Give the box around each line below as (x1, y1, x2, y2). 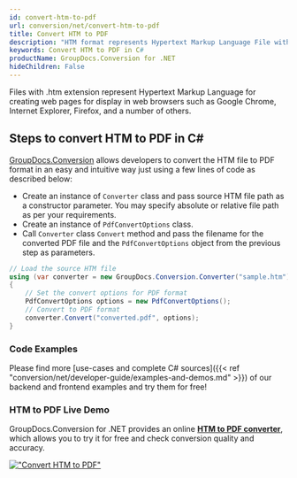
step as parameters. (21, 247, 95, 258)
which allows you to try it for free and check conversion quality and (9, 433, 255, 443)
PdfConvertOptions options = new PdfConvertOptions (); (25, 297, 232, 306)
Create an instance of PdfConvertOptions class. (21, 219, 194, 229)
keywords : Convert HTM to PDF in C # (9, 46, 144, 55)
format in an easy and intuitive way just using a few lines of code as (9, 164, 256, 174)
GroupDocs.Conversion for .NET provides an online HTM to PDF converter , (9, 424, 284, 435)
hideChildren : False (9, 63, 86, 72)
